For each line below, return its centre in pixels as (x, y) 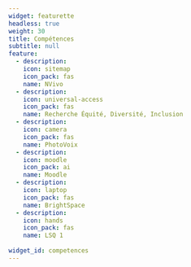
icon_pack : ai (47, 168)
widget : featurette (41, 16)
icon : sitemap (47, 69)
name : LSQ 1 (43, 236)
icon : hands (43, 221)
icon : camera (45, 129)
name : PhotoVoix (51, 144)
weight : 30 (27, 31)
